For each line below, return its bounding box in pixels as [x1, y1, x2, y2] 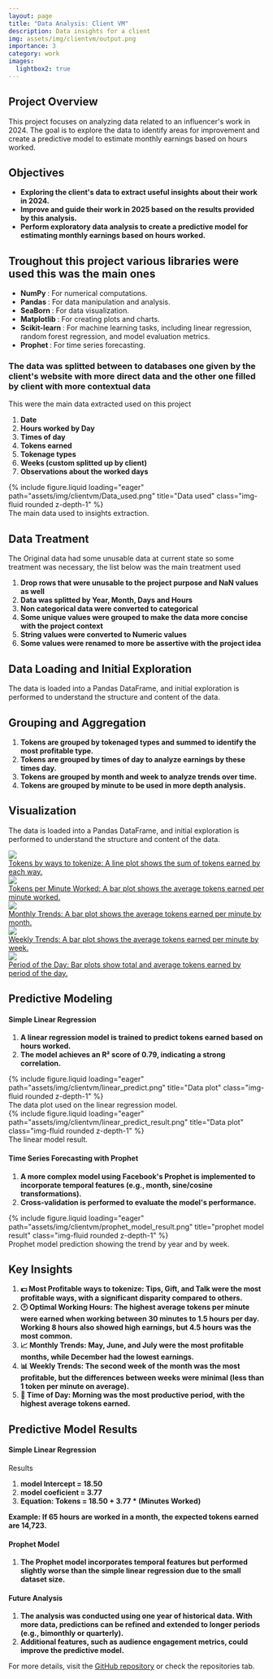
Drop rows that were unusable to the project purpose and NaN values [19, 578, 258, 588]
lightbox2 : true [15, 65, 71, 73]
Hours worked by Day [19, 423, 95, 433]
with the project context [19, 621, 103, 631]
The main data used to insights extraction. [8, 509, 149, 518]
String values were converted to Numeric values [19, 630, 187, 640]
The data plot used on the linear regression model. [8, 1100, 178, 1110]
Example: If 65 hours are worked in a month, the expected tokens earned [8, 1512, 259, 1521]
